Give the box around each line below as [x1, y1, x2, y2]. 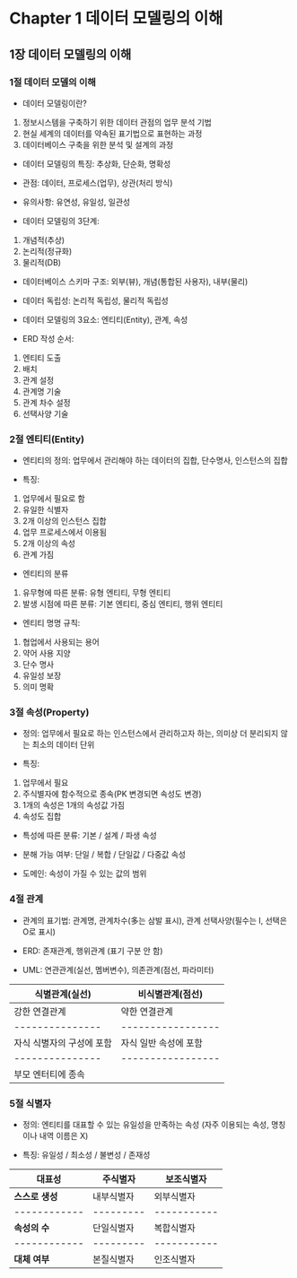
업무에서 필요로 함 [22, 493, 85, 504]
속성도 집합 [22, 811, 62, 822]
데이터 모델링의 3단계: [22, 215, 100, 226]
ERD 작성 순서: [22, 333, 74, 343]
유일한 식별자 [22, 504, 69, 516]
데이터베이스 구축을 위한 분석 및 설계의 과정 [22, 139, 174, 150]
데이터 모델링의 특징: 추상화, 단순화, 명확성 [22, 158, 171, 169]
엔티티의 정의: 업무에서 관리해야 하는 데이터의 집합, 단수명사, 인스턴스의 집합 [22, 455, 289, 466]
